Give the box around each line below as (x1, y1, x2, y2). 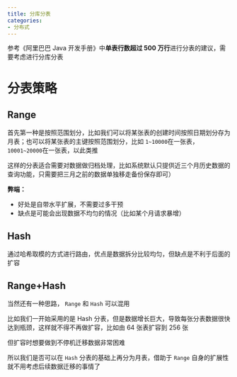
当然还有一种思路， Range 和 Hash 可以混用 (7, 299, 130, 308)
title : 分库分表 (7, 10, 51, 18)
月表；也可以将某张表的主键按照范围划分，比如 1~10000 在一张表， (7, 137, 200, 146)
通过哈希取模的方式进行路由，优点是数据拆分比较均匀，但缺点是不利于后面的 (7, 249, 231, 259)
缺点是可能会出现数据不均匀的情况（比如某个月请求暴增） (17, 209, 185, 218)
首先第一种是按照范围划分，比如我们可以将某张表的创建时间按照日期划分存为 (7, 128, 231, 137)
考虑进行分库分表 (13, 52, 64, 61)
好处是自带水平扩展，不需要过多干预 (17, 200, 124, 209)
